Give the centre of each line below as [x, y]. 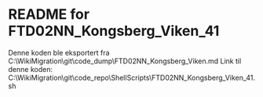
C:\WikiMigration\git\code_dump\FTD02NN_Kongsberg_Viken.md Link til [125, 61]
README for [49, 14]
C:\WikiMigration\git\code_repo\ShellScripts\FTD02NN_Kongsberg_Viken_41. [132, 77]
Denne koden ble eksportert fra [59, 52]
